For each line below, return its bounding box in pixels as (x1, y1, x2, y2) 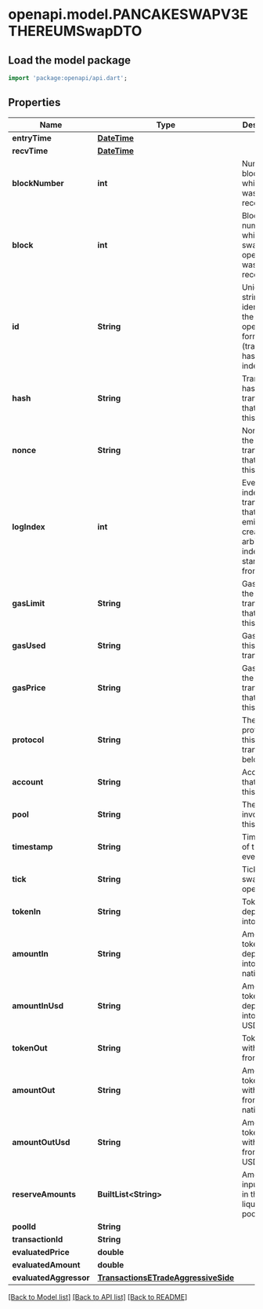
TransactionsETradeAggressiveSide (97, 1272, 235, 1283)
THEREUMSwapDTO (8, 22, 142, 40)
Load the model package (8, 53, 131, 67)
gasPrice (12, 682, 46, 693)
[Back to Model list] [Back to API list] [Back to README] (8, 1292, 188, 1301)
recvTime (12, 145, 49, 156)
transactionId (12, 1234, 63, 1245)
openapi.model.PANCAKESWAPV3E (8, 5, 249, 24)
